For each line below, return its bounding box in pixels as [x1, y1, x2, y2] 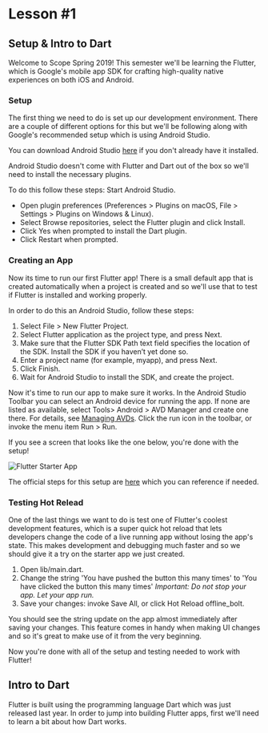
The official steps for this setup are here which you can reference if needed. [8, 477, 259, 486]
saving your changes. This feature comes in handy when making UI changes [8, 622, 261, 632]
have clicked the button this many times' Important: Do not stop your [19, 582, 246, 591]
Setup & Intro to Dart [8, 37, 112, 50]
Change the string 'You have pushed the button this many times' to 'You [19, 573, 258, 582]
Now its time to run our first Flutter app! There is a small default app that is [8, 273, 254, 283]
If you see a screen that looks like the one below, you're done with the [8, 437, 239, 447]
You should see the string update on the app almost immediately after [8, 614, 238, 623]
